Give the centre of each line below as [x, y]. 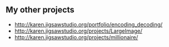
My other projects [40, 10]
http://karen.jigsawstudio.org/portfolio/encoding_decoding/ [88, 24]
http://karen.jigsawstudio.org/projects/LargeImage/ [78, 31]
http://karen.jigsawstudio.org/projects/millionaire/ [76, 37]
